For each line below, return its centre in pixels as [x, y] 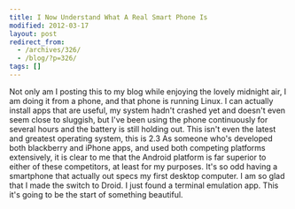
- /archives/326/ [49, 50]
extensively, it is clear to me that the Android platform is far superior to [138, 157]
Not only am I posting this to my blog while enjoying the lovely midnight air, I [148, 91]
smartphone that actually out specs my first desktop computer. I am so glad [147, 175]
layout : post [33, 34]
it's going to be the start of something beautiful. [96, 194]
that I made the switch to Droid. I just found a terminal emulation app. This [144, 185]
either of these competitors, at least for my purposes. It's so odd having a [144, 166]
